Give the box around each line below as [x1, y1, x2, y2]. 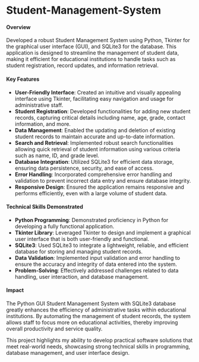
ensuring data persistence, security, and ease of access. [14, 164, 154, 172]
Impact [6, 287, 24, 294]
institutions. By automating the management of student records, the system [6, 313, 191, 319]
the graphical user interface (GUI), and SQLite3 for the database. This [6, 43, 177, 50]
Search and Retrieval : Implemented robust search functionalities [14, 139, 173, 146]
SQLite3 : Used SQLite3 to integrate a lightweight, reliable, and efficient [14, 242, 189, 249]
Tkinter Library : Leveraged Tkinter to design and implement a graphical [14, 229, 191, 236]
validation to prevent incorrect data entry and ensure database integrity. [14, 177, 191, 184]
